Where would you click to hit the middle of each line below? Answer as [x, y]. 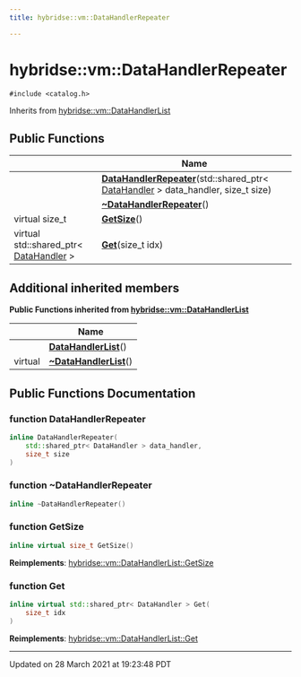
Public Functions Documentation [103, 393]
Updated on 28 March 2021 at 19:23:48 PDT [90, 664]
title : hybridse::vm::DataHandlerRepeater [90, 17]
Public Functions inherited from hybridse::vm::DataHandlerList [129, 309]
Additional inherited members [95, 288]
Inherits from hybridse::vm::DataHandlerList [90, 110]
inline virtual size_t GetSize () [72, 545]
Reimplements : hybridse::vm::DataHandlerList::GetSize [112, 562]
